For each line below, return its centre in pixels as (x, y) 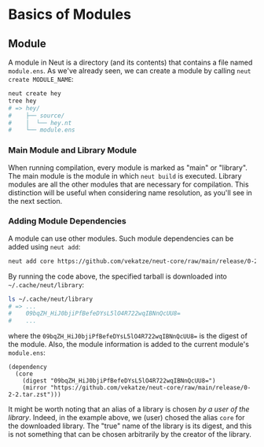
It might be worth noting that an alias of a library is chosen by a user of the (129, 409)
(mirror (35, 388)
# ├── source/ (37, 116)
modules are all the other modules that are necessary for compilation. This (128, 184)
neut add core (31, 261)
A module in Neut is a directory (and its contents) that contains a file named (130, 62)
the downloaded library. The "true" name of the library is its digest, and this (130, 426)
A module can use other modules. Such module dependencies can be (121, 238)
